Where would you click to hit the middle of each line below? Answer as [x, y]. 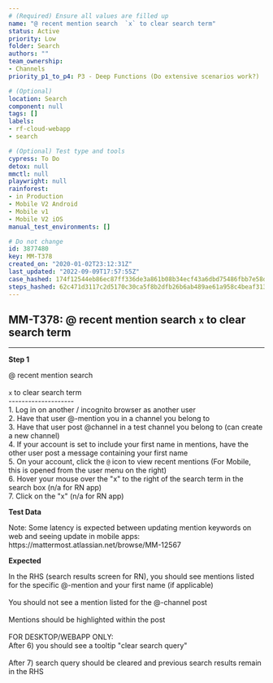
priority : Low [32, 39]
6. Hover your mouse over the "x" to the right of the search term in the [126, 479]
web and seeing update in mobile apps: [74, 537]
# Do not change [36, 241]
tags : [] [23, 114]
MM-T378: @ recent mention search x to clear [127, 319]
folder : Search [34, 46]
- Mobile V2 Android [43, 204]
